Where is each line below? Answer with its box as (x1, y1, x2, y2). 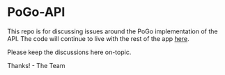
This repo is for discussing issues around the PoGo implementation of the (7, 27, 218, 35)
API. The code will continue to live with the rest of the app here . (7, 34, 189, 42)
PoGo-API (7, 4, 65, 20)
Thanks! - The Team (7, 61, 65, 69)
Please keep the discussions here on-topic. (7, 48, 132, 56)
